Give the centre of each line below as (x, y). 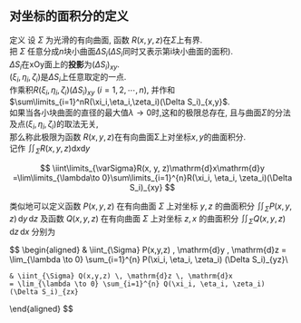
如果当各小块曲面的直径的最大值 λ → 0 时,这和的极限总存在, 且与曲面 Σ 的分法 (150, 113)
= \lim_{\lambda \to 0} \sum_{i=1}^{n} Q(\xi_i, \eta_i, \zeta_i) (137, 284)
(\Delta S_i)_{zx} (44, 292)
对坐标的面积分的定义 (69, 16)
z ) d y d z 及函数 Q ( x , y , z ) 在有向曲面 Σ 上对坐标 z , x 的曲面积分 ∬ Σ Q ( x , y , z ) (148, 220)
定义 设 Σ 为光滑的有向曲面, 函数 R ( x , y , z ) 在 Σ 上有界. (106, 40)
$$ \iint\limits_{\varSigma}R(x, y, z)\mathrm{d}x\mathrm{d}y (152, 168)
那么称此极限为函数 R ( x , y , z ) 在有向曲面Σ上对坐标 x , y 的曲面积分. (128, 137)
